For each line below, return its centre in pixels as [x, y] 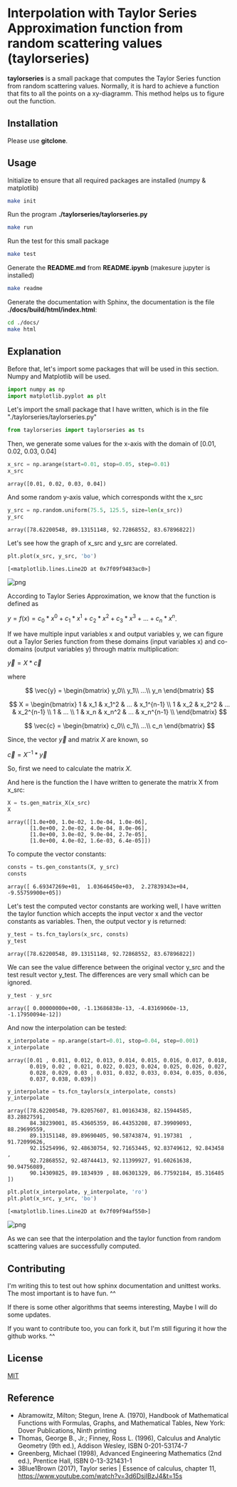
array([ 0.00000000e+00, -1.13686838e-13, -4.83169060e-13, [99, 1008]
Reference [31, 1398]
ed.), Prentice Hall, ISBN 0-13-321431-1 [75, 1461]
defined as [23, 603]
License [25, 1358]
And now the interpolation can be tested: [67, 1027]
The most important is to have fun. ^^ [62, 1293]
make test [22, 254]
